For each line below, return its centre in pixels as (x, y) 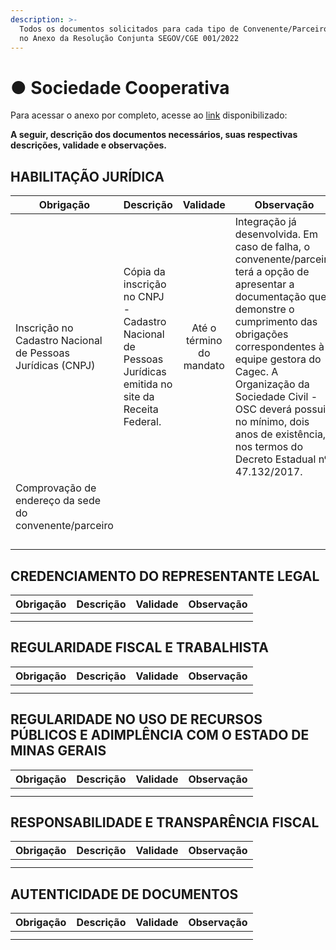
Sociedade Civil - (276, 397)
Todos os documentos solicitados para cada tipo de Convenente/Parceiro (174, 29)
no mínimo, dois (272, 422)
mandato (204, 366)
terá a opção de (272, 272)
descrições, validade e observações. (89, 145)
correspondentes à (279, 347)
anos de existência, (280, 434)
